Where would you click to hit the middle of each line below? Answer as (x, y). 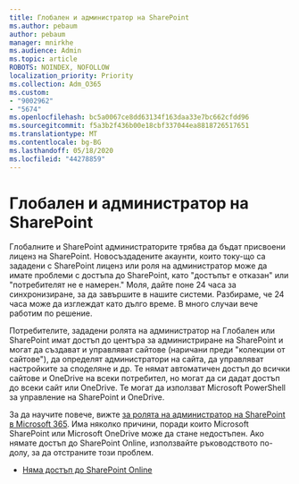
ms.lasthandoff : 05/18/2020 (62, 150)
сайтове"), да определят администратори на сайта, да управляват (137, 360)
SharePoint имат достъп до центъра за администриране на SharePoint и (146, 340)
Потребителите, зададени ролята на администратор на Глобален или (142, 331)
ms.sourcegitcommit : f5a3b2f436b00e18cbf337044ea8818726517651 (129, 126)
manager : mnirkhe (42, 42)
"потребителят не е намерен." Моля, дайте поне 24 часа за (123, 285)
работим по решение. (51, 313)
